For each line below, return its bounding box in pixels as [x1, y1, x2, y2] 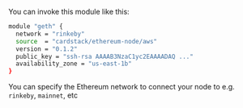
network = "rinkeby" [15, 30, 85, 38]
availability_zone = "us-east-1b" [15, 60, 132, 68]
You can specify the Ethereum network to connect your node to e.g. [8, 82, 235, 92]
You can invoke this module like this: [8, 7, 130, 16]
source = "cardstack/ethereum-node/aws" [15, 37, 158, 45]
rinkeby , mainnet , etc [8, 90, 79, 100]
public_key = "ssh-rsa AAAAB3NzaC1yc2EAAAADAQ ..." [15, 52, 194, 60]
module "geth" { [8, 23, 63, 31]
